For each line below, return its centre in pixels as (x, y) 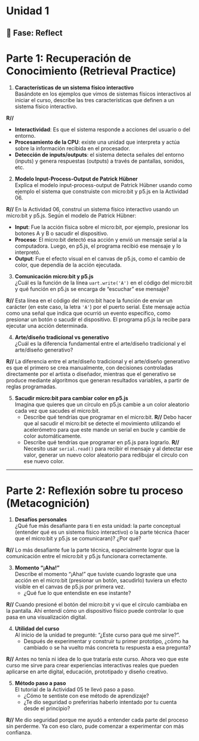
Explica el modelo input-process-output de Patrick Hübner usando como (103, 185)
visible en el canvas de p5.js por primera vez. (70, 587)
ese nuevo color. (44, 461)
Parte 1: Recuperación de (69, 58)
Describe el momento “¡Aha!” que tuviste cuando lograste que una (95, 574)
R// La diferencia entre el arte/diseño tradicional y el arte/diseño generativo (98, 361)
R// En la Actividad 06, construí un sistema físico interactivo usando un (92, 209)
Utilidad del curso (37, 629)
